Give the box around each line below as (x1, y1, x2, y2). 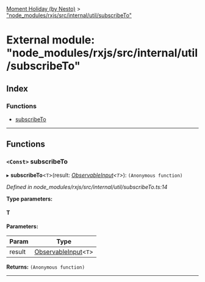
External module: (6, 33, 95, 47)
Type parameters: (6, 195, 53, 202)
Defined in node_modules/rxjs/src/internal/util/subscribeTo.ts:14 (6, 183, 168, 190)
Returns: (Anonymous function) (6, 263, 85, 270)
